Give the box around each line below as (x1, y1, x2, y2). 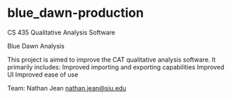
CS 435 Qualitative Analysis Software (7, 28, 116, 37)
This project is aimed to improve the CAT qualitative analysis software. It (7, 55, 216, 64)
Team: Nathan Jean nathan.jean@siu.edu (7, 84, 126, 92)
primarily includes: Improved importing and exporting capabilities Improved (7, 62, 225, 71)
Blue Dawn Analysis (7, 41, 65, 50)
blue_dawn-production (7, 5, 144, 21)
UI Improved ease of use (7, 70, 79, 79)
